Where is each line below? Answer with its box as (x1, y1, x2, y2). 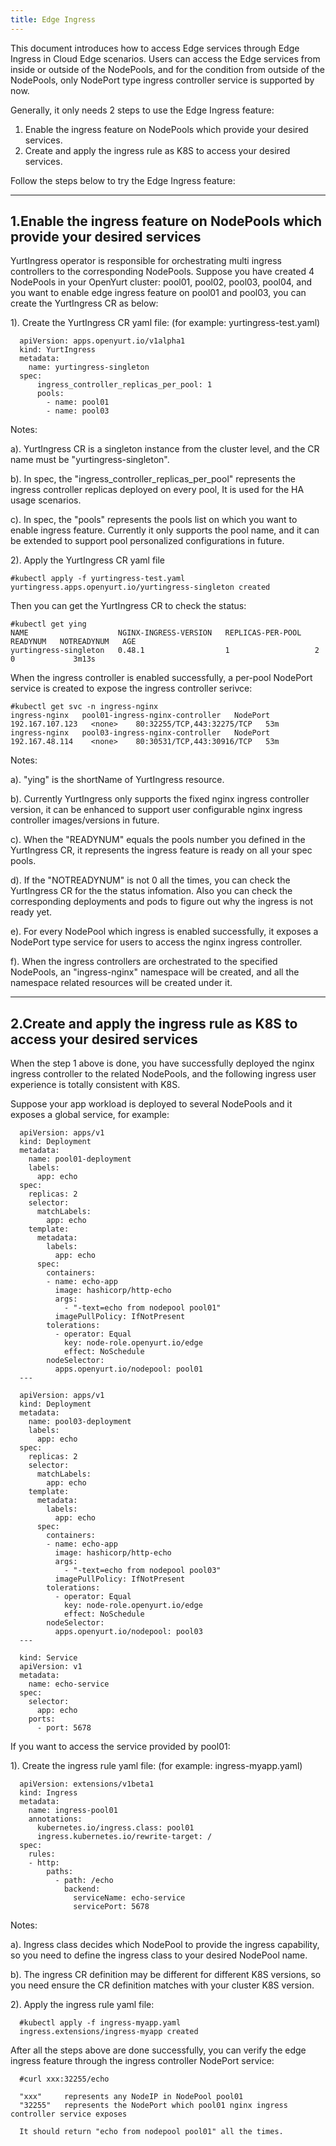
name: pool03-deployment (28, 1417, 132, 1427)
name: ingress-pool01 (28, 1806, 118, 1816)
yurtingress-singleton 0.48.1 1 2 (10, 646, 320, 656)
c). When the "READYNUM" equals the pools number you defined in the (10, 834, 306, 846)
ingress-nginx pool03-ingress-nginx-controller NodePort (10, 728, 271, 738)
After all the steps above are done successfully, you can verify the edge (10, 2044, 307, 2056)
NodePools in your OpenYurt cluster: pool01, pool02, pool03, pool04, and (10, 276, 313, 288)
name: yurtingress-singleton (28, 362, 150, 373)
